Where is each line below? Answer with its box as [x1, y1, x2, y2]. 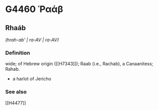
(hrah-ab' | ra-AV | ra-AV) [5, 37, 59, 43]
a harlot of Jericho [12, 76, 52, 82]
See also [5, 88, 27, 95]
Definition [5, 49, 30, 56]
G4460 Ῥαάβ [5, 4, 63, 15]
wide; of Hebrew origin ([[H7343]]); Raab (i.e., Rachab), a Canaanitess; [5, 61, 153, 67]
